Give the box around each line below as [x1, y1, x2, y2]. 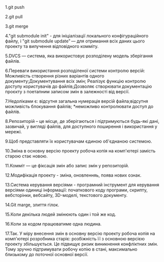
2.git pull [5, 14, 23, 19]
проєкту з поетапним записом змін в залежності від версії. [5, 89, 130, 94]
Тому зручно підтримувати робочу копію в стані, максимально [5, 246, 137, 252]
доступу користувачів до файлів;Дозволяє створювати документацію [5, 83, 152, 89]
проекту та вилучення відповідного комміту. [5, 43, 99, 49]
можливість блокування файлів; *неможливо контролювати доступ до [5, 104, 154, 109]
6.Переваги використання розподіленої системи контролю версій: [5, 68, 145, 74]
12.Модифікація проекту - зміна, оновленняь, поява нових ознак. [5, 172, 141, 178]
